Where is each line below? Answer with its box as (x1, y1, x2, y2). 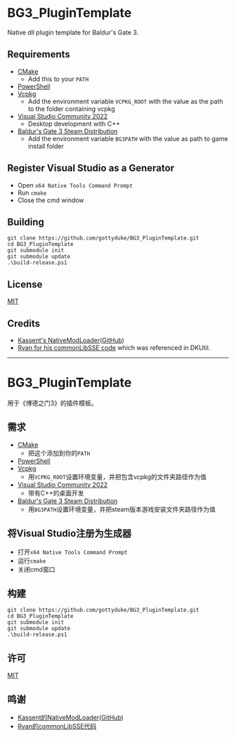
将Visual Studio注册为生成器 (7, 528, 132, 540)
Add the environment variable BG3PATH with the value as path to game (27, 134, 228, 143)
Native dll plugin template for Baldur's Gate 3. (7, 28, 139, 37)
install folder (27, 142, 65, 150)
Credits (7, 318, 41, 330)
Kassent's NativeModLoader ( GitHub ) (17, 336, 125, 344)
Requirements (7, 48, 70, 60)
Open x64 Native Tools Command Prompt (17, 181, 133, 189)
